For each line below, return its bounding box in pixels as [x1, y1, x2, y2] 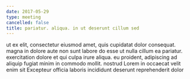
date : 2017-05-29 [6, 8, 49, 15]
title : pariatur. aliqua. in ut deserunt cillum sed [6, 25, 140, 31]
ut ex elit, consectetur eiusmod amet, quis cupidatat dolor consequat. [6, 41, 176, 48]
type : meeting [6, 14, 42, 20]
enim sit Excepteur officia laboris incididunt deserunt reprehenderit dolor [6, 66, 184, 74]
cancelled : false [6, 19, 49, 25]
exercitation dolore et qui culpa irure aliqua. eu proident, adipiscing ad [6, 54, 178, 61]
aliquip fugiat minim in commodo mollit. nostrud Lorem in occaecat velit [6, 60, 181, 67]
